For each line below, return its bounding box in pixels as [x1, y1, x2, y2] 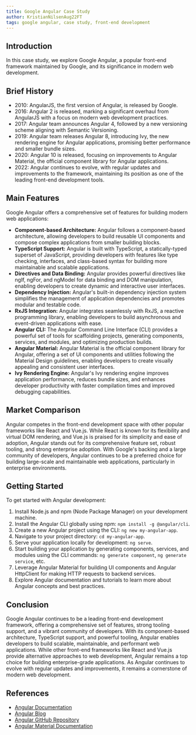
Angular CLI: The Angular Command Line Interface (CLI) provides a [14, 326, 178, 333]
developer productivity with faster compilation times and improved [14, 382, 175, 389]
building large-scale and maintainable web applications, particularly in [6, 458, 175, 465]
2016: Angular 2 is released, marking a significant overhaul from [14, 108, 169, 115]
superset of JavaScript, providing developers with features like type [14, 251, 178, 258]
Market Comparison [6, 405, 81, 415]
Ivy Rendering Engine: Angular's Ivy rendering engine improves [14, 370, 169, 377]
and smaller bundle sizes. [14, 145, 77, 152]
